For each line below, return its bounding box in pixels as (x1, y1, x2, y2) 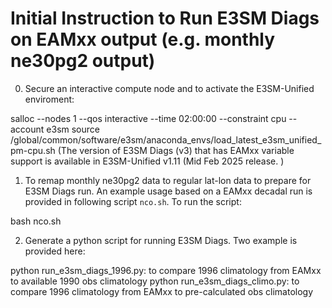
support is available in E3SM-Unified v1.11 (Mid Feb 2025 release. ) (10, 155, 285, 167)
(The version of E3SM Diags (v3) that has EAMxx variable (57, 144, 295, 156)
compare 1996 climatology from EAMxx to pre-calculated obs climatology (10, 285, 314, 297)
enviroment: (24, 93, 75, 105)
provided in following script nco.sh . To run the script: (24, 195, 242, 207)
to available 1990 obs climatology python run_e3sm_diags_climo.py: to (10, 275, 300, 287)
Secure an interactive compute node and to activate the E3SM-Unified (24, 82, 315, 94)
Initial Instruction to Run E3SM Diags (10, 7, 320, 30)
